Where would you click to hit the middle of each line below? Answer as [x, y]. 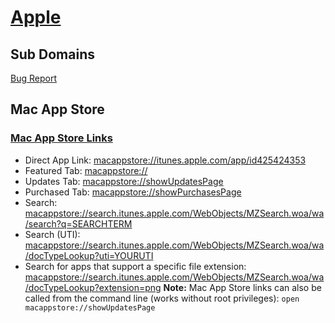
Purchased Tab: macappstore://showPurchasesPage [133, 192]
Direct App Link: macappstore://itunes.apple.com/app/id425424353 [165, 160]
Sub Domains [52, 54]
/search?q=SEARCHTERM [78, 223]
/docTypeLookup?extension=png [93, 287]
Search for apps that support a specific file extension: [135, 266]
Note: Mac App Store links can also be [242, 287]
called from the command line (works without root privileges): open [162, 298]
